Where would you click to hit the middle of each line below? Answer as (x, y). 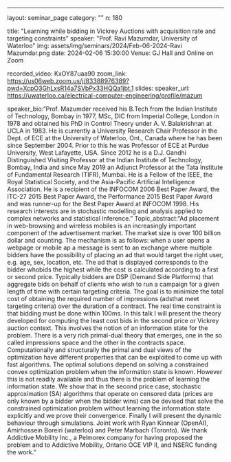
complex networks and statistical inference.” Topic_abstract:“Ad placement (113, 218)
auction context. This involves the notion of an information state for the (108, 328)
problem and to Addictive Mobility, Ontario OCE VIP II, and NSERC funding (112, 445)
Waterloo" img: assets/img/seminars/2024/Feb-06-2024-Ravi (95, 46)
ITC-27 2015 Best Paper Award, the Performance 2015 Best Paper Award (110, 196)
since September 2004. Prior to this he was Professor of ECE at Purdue (108, 145)
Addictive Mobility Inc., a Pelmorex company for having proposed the (105, 438)
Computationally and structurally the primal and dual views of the (100, 350)
